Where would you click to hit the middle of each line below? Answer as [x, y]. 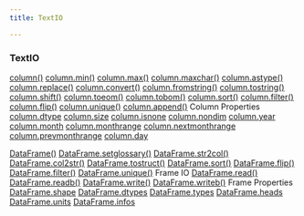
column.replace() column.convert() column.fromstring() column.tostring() [147, 87]
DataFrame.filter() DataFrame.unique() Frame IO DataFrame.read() [134, 172]
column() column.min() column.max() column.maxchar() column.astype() [147, 77]
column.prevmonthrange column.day [79, 135]
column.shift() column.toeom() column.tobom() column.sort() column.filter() [152, 97]
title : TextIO [37, 18]
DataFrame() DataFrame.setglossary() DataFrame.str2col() [120, 153]
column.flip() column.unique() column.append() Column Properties [135, 107]
